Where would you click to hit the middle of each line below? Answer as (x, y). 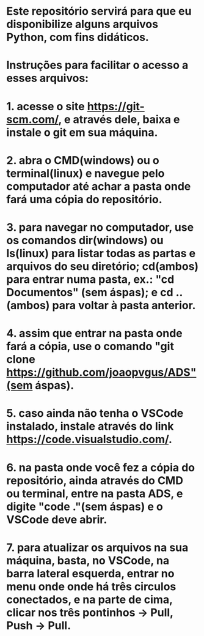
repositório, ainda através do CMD (95, 480)
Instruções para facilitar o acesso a (97, 65)
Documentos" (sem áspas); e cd (90, 292)
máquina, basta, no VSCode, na (88, 560)
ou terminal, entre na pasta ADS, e (95, 493)
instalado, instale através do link (90, 426)
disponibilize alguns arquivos (82, 24)
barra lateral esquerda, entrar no (90, 573)
